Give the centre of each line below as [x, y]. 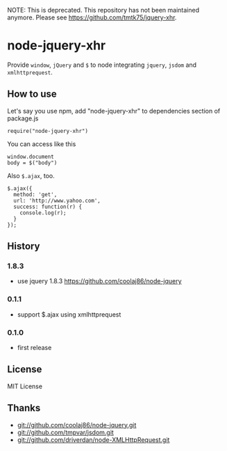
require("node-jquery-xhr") [48, 131]
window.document [31, 157]
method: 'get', [35, 194]
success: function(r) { [48, 207]
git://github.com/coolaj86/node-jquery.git [77, 425]
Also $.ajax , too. [31, 175]
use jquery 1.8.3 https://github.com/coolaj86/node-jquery [99, 281]
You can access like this [42, 144]
